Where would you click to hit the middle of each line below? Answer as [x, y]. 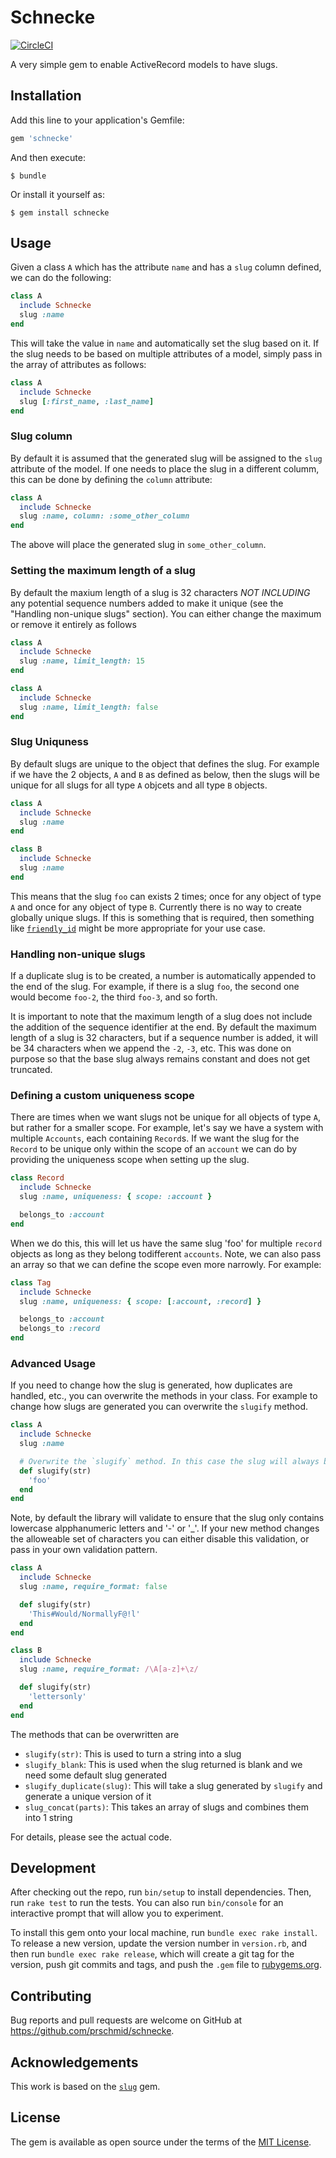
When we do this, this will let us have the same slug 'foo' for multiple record [166, 1243]
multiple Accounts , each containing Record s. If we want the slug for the [155, 1138]
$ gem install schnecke [60, 212]
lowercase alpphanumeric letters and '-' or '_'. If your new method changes [165, 1528]
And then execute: [48, 157]
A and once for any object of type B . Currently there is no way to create [156, 907]
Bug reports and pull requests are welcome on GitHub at [126, 2020]
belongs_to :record [60, 1329]
